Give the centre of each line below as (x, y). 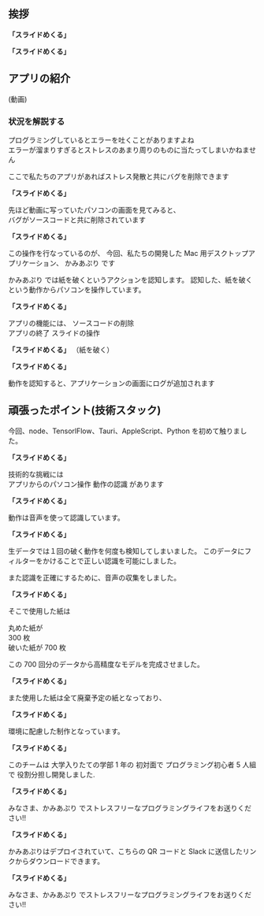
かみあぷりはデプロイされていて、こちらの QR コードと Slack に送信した (125, 851)
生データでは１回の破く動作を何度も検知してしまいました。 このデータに (126, 551)
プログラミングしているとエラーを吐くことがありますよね (101, 139)
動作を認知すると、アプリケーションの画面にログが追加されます (112, 383)
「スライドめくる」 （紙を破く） (61, 350)
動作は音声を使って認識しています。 (66, 517)
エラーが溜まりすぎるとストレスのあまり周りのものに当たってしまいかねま (129, 150)
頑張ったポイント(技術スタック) (85, 411)
